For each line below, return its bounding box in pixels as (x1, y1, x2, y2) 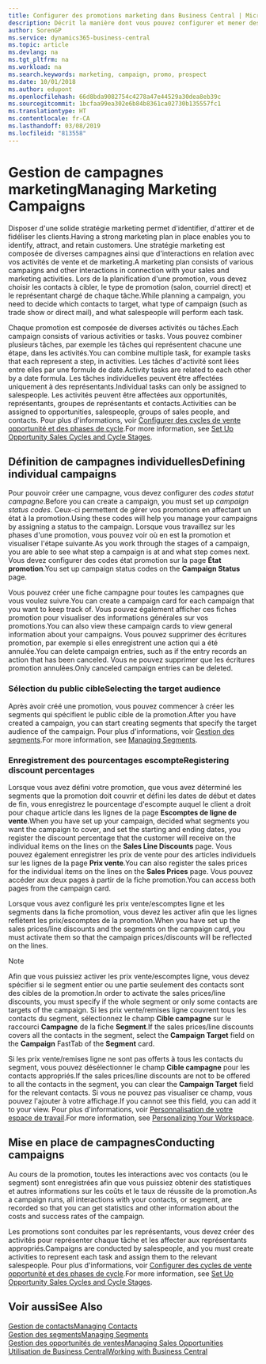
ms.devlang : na (8, 48, 59, 56)
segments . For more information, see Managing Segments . (8, 735, 198, 744)
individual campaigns (8, 467, 117, 481)
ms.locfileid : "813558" (8, 129, 87, 137)
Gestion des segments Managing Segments (8, 1329, 149, 1339)
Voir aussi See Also (8, 1300, 103, 1314)
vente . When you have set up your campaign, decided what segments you (8, 816, 249, 826)
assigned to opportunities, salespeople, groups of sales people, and (8, 407, 230, 416)
